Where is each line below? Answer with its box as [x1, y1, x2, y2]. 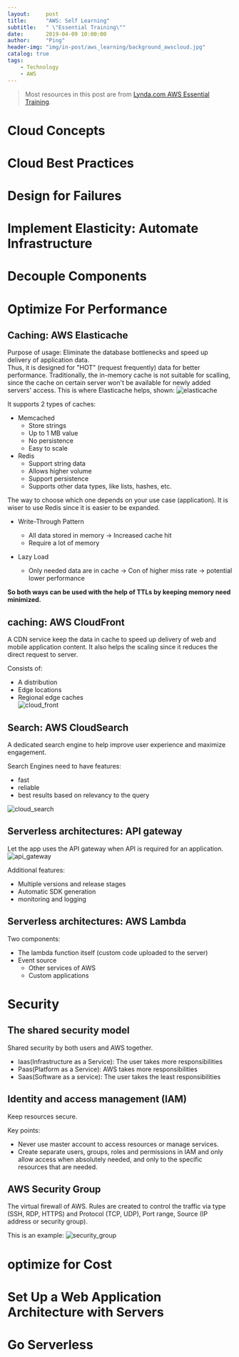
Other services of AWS [28, 963, 96, 972]
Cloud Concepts [7, 122, 106, 139]
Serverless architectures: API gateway [7, 826, 183, 838]
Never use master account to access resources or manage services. [17, 1140, 219, 1148]
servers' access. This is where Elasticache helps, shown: [7, 386, 175, 395]
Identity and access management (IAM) [7, 1093, 188, 1106]
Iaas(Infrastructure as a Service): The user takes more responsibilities [17, 1057, 223, 1066]
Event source [17, 956, 57, 964]
